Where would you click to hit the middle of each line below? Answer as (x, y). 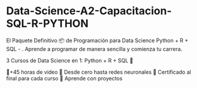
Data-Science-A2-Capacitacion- (89, 11)
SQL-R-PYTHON (47, 23)
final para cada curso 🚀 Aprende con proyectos (64, 78)
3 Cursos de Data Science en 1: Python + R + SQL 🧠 (70, 60)
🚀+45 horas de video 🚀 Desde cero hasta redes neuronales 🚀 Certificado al (98, 72)
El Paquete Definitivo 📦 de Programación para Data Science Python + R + (97, 40)
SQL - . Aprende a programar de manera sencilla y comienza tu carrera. (94, 49)
